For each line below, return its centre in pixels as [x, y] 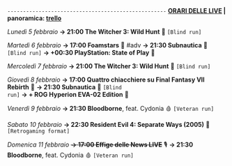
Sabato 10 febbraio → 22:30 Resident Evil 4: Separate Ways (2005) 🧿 [109, 124]
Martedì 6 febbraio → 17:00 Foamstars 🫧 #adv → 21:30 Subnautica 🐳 [107, 45]
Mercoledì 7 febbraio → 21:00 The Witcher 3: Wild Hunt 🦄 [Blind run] [109, 66]
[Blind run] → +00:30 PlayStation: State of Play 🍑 [81, 53]
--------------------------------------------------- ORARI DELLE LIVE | [117, 11]
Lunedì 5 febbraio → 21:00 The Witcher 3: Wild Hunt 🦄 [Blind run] [105, 32]
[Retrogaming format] [39, 131]
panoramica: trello [34, 18]
